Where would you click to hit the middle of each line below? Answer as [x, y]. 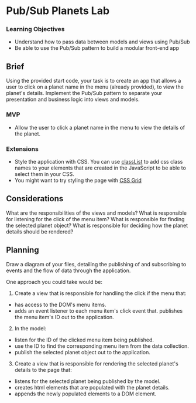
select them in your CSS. [44, 174]
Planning [23, 250]
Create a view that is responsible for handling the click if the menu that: [100, 293]
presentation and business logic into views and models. [73, 99]
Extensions [23, 149]
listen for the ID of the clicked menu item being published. [84, 340]
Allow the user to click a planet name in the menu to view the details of [100, 127]
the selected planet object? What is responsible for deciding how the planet [97, 225]
